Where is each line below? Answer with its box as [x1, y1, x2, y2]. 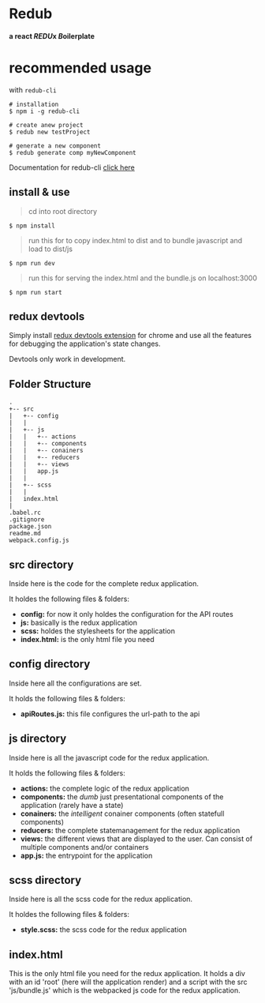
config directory [9, 657, 91, 671]
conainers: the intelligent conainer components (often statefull [20, 809, 225, 818]
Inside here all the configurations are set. [9, 678, 142, 688]
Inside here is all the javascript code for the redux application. [9, 753, 210, 762]
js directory [9, 732, 67, 746]
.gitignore [9, 516, 45, 524]
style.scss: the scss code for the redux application [20, 925, 188, 934]
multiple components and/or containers [20, 842, 149, 851]
